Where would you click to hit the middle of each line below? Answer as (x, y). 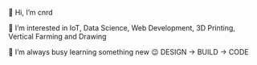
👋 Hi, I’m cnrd (31, 12)
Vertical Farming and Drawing (57, 37)
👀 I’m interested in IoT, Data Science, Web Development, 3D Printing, (122, 28)
